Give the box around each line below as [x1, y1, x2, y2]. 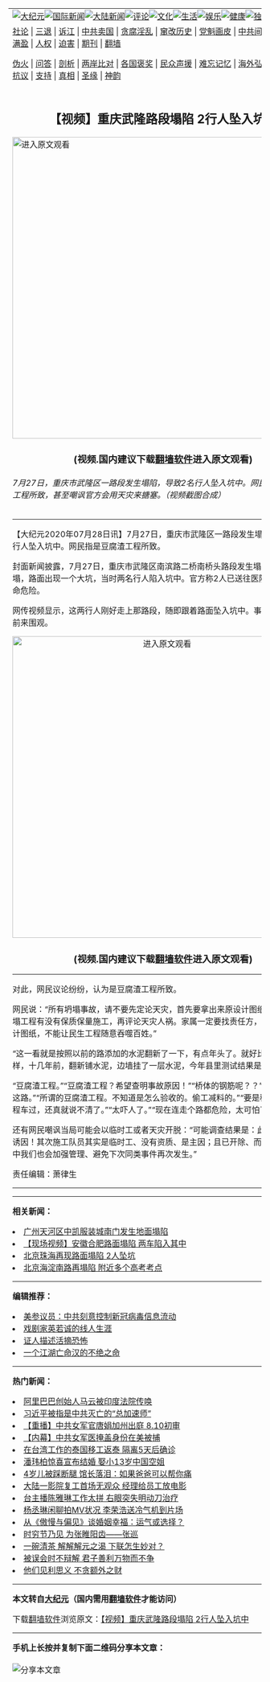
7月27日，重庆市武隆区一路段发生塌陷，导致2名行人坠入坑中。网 [12, 478, 259, 489]
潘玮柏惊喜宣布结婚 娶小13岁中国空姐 [23, 1456, 166, 1467]
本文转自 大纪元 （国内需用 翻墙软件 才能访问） [12, 1594, 182, 1605]
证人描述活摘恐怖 [23, 1335, 88, 1347]
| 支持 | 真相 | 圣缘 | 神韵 [31, 70, 121, 81]
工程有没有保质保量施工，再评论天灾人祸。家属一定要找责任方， [20, 1016, 263, 1027]
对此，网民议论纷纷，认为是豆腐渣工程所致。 [12, 984, 182, 995]
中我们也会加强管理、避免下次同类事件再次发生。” [12, 1149, 198, 1160]
